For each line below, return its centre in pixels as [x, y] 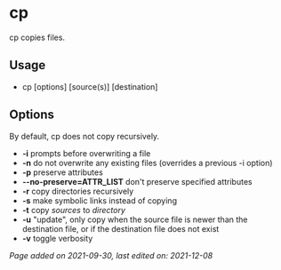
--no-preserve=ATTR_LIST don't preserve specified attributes [137, 181]
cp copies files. [37, 37]
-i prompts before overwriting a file [86, 153]
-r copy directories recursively [78, 191]
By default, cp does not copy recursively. [84, 136]
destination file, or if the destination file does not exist [120, 228]
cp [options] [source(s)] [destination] [90, 86]
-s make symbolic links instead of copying [100, 200]
